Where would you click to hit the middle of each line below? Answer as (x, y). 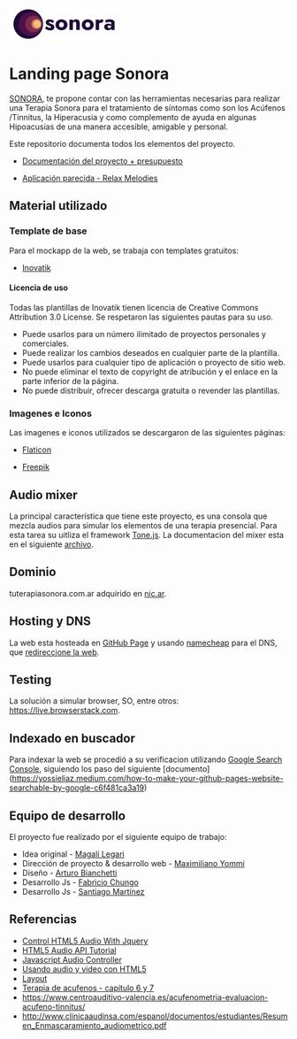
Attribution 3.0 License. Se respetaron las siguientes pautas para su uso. (141, 317)
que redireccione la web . (54, 652)
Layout (34, 978)
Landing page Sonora (89, 74)
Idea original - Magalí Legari (73, 854)
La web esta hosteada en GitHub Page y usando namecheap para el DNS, (143, 643)
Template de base (48, 231)
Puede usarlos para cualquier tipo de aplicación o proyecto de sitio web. (153, 362)
